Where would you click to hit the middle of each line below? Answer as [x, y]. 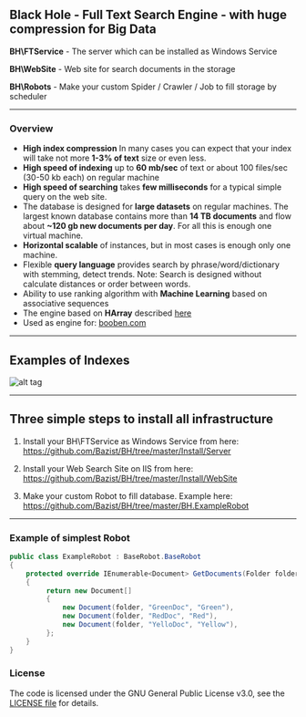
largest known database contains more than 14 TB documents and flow [157, 216]
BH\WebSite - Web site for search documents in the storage [122, 68]
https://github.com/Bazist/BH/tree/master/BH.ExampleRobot [136, 505]
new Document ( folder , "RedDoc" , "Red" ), [140, 616]
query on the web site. [65, 197]
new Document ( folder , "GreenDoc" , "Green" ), [148, 608]
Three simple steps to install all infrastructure [141, 419]
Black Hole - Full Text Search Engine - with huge [148, 15]
